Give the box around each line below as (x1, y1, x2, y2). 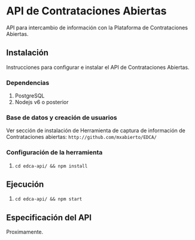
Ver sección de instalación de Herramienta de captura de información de (6, 127, 185, 134)
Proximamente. (6, 229, 44, 236)
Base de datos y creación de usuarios (6, 113, 118, 121)
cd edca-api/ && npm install (14, 163, 88, 169)
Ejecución (6, 180, 44, 190)
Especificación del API (6, 212, 92, 223)
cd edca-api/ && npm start (14, 196, 83, 202)
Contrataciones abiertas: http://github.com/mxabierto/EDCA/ (6, 133, 157, 141)
